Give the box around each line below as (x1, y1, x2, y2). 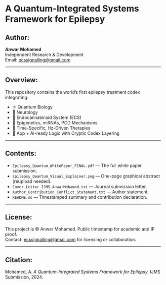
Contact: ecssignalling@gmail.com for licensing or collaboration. (5, 236, 137, 243)
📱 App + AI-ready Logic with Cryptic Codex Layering (12, 130, 120, 136)
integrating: (5, 94, 29, 100)
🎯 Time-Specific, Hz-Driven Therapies (12, 125, 90, 131)
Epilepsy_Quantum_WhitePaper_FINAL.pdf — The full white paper (12, 162, 142, 169)
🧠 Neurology (12, 109, 38, 115)
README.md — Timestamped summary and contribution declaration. (12, 194, 147, 200)
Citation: (5, 256, 33, 264)
